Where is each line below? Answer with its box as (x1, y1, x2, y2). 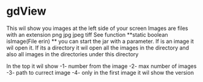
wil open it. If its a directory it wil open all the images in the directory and (6, 44, 190, 51)
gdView (6, 4, 46, 18)
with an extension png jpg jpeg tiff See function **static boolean (6, 31, 168, 38)
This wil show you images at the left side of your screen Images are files (6, 24, 188, 32)
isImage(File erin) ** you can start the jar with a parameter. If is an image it (6, 37, 194, 45)
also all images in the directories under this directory (6, 50, 139, 58)
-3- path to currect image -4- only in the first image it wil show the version (6, 69, 194, 76)
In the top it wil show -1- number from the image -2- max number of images (6, 62, 197, 70)
